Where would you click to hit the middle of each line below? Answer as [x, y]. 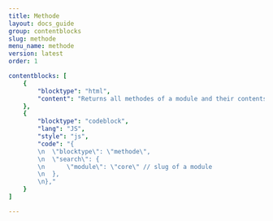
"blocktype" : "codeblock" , [83, 121]
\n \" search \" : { [69, 159]
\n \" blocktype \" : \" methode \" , [94, 151]
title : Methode [34, 16]
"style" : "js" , [63, 136]
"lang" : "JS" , [61, 129]
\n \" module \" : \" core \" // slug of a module [125, 167]
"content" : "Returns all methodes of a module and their [136, 98]
